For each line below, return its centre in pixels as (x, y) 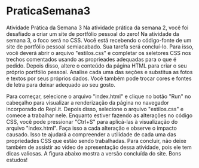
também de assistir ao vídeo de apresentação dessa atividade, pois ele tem (99, 147)
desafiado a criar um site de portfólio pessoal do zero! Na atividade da (93, 33)
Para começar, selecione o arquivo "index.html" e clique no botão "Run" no (99, 96)
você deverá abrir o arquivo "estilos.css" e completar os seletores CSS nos (99, 53)
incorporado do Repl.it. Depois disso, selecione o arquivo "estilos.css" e (95, 109)
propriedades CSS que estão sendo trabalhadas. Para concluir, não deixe (96, 140)
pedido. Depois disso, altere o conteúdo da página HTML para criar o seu (97, 65)
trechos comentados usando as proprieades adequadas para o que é (91, 59)
